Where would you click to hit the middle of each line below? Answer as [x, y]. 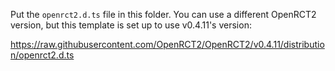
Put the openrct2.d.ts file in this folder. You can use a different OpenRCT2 [163, 14]
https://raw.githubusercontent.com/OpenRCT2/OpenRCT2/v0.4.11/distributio [167, 44]
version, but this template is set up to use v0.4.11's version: [131, 25]
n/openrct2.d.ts [42, 55]
